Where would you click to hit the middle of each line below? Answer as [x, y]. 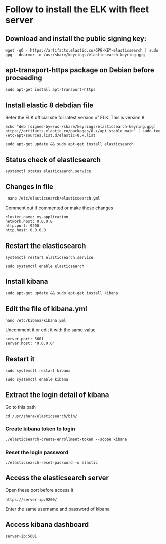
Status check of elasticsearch [53, 160]
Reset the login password [37, 452]
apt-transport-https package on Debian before [80, 70]
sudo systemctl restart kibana [38, 370]
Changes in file [29, 187]
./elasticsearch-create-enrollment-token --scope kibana [66, 439]
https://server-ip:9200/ [31, 499]
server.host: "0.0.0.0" [30, 343]
